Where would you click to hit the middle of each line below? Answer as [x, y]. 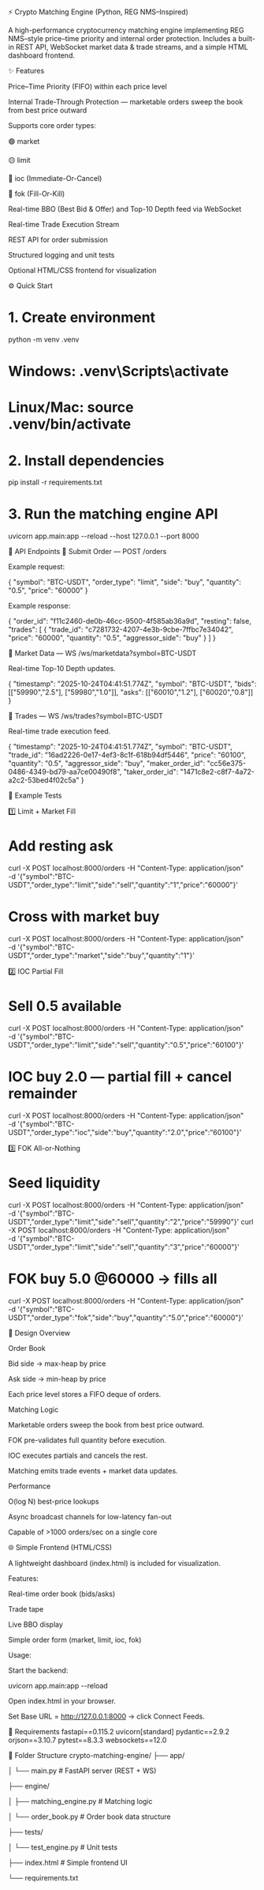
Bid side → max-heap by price [57, 1364]
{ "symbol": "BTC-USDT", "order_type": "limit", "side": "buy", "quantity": [125, 582]
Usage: [20, 1654]
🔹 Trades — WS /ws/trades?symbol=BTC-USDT [86, 716]
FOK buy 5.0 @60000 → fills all [113, 1279]
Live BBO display [35, 1624]
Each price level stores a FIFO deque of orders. [85, 1394]
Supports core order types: [52, 125]
